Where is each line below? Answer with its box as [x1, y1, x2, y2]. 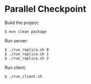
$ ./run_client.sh [4, 74, 42, 79]
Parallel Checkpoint [4, 3, 87, 15]
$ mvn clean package [4, 29, 47, 34]
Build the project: [4, 20, 39, 26]
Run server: [4, 38, 28, 44]
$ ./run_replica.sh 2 [4, 56, 49, 61]
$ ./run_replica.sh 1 [4, 52, 49, 56]
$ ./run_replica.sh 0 [4, 47, 49, 52]
